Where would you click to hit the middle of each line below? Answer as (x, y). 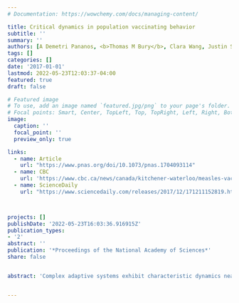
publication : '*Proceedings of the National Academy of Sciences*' (110, 250)
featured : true (30, 80)
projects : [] (27, 217)
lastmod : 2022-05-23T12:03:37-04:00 (62, 73)
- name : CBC (32, 172)
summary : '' (25, 40)
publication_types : (36, 230)
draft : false (27, 86)
